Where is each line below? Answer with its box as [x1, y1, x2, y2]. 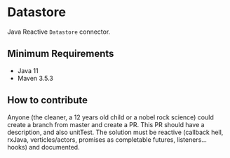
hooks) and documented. [7, 143, 80, 151]
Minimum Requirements [7, 48, 114, 60]
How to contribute [7, 94, 88, 106]
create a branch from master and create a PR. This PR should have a [7, 120, 205, 129]
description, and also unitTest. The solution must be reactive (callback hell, [7, 128, 224, 136]
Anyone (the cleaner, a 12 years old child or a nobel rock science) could [7, 113, 214, 121]
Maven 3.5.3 [17, 74, 54, 82]
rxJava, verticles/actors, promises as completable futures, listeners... [7, 135, 207, 144]
